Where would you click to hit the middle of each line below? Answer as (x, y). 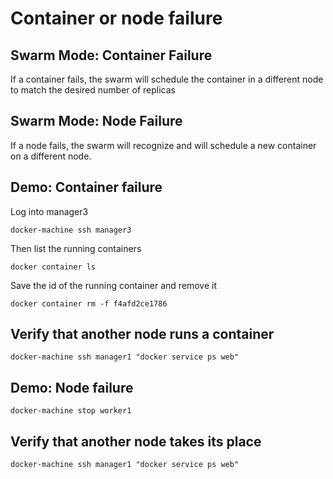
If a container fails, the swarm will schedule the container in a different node (167, 79)
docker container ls (53, 267)
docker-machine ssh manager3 (71, 230)
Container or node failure (116, 18)
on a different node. (51, 156)
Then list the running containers (76, 248)
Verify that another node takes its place (136, 441)
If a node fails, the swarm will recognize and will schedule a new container (163, 145)
